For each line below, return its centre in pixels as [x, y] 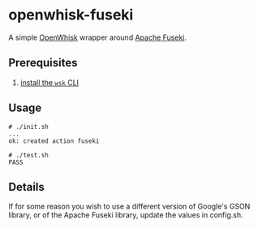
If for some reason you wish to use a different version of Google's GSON [129, 206]
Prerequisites [43, 63]
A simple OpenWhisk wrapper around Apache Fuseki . [98, 37]
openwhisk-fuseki [71, 15]
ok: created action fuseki [54, 141]
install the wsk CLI [49, 82]
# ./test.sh [28, 155]
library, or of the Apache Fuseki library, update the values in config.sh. [126, 215]
